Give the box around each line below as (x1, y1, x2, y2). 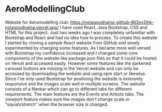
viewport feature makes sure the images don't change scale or (5, 96, 130, 102)
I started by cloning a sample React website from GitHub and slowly (5, 40, 140, 45)
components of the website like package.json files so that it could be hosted (5, 55, 157, 61)
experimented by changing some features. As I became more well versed (5, 45, 151, 51)
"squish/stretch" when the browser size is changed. (5, 101, 109, 107)
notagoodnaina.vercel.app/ (5, 24, 59, 30)
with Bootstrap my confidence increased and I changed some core (5, 50, 138, 56)
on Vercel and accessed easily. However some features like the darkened (5, 60, 151, 66)
